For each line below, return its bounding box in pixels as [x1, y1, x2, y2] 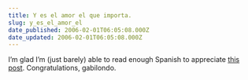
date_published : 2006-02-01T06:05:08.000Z [8, 26, 150, 34]
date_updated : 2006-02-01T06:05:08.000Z [8, 33, 143, 42]
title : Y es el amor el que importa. [8, 11, 132, 20]
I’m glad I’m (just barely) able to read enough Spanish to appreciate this [8, 55, 240, 64]
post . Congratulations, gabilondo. [8, 64, 117, 73]
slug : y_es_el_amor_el [8, 19, 83, 27]
